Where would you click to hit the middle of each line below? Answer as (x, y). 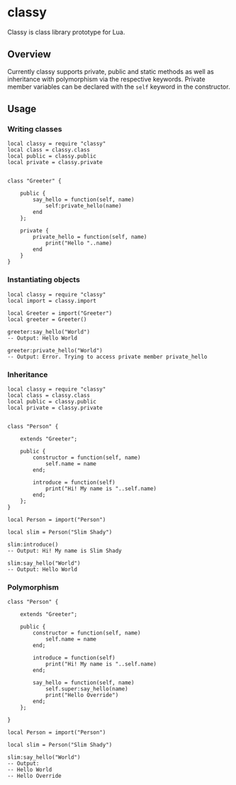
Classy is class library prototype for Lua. (66, 32)
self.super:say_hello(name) (87, 689)
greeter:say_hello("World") (49, 332)
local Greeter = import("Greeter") (60, 313)
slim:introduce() (33, 545)
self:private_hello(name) (83, 206)
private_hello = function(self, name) (90, 237)
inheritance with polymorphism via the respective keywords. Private (106, 79)
